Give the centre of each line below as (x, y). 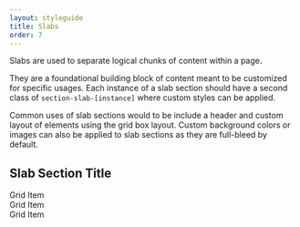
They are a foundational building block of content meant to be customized (148, 78)
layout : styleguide (47, 18)
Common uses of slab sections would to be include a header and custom (146, 116)
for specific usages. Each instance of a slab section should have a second (149, 88)
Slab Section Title (61, 173)
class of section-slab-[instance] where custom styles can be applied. (143, 98)
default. (24, 144)
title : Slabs (34, 26)
